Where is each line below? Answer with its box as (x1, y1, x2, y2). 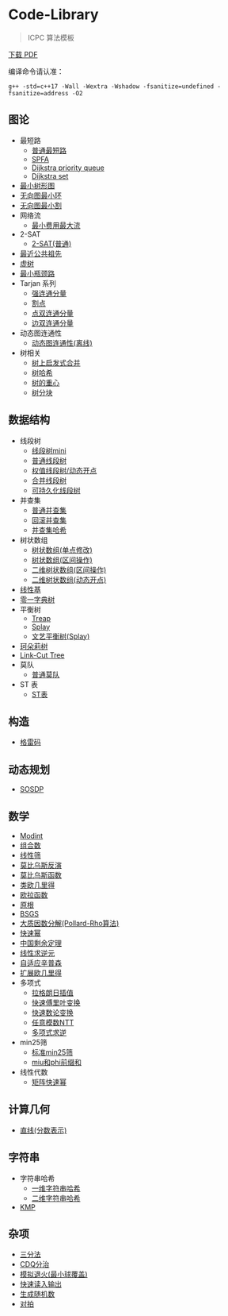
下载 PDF (8, 49, 38, 59)
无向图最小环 (19, 191, 62, 200)
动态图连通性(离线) (31, 338, 93, 347)
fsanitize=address (8, 89, 69, 97)
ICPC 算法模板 (27, 33, 74, 42)
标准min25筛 (31, 1048, 74, 1057)
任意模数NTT (31, 1018, 74, 1027)
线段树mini (31, 446, 66, 455)
